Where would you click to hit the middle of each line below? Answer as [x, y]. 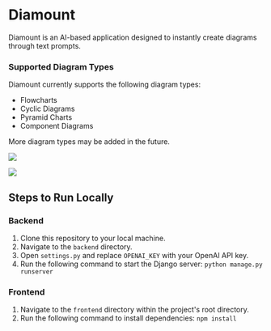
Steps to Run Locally [61, 197]
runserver [37, 272]
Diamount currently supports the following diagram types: [104, 85]
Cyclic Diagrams [47, 109]
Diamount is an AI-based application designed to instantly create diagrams [133, 37]
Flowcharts [39, 100]
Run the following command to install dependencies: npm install [128, 318]
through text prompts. [44, 45]
